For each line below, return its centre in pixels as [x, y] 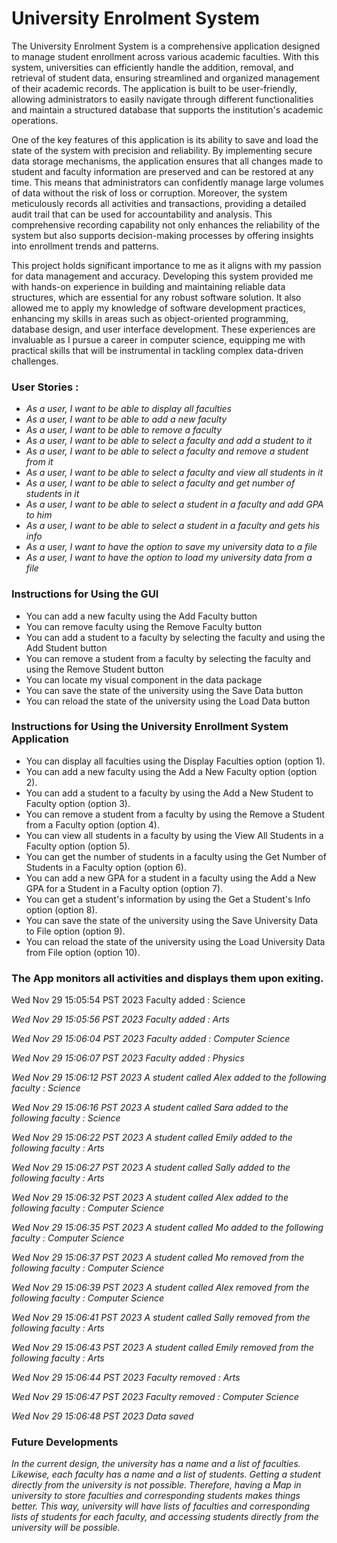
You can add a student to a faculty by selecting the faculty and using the [175, 637]
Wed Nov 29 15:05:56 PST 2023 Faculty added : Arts [120, 1019]
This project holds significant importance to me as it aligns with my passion [166, 265]
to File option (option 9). [75, 931]
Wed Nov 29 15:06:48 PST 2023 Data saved [102, 1416]
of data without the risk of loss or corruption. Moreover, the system [149, 193]
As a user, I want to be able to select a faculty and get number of [160, 483]
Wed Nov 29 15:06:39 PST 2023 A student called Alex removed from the [160, 1288]
